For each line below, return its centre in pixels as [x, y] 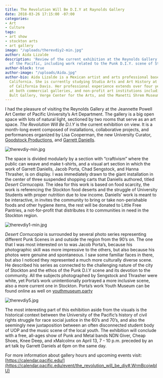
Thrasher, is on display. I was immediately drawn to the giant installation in [79, 174]
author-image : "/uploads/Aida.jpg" [41, 73]
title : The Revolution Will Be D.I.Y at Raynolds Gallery [65, 9]
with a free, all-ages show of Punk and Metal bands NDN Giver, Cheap [75, 336]
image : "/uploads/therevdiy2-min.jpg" [44, 50]
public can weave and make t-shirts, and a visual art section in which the [78, 164]
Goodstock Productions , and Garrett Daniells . [50, 140]
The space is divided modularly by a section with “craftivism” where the [77, 159]
